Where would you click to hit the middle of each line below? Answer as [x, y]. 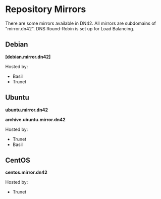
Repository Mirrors [46, 9]
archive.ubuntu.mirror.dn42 [35, 119]
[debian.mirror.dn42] [28, 57]
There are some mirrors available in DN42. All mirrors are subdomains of [81, 23]
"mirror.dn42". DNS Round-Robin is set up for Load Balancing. [70, 28]
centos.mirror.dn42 [26, 172]
